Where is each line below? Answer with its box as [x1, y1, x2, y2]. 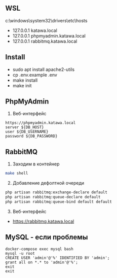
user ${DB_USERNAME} [5, 129, 49, 134]
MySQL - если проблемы [5, 233, 88, 241]
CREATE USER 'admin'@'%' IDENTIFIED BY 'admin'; [5, 255, 110, 260]
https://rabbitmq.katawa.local [12, 218, 74, 224]
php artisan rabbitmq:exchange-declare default [5, 190, 108, 195]
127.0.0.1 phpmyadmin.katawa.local [12, 32, 86, 39]
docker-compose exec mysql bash [5, 246, 73, 252]
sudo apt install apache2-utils [12, 66, 75, 73]
